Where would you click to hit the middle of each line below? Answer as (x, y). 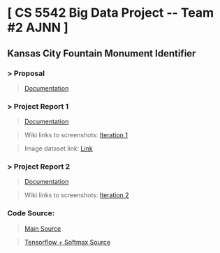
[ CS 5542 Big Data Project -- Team (111, 13)
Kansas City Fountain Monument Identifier (102, 53)
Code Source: (31, 213)
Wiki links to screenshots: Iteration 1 (76, 135)
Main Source (43, 229)
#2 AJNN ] (38, 28)
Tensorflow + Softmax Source (67, 242)
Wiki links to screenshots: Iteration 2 (76, 195)
